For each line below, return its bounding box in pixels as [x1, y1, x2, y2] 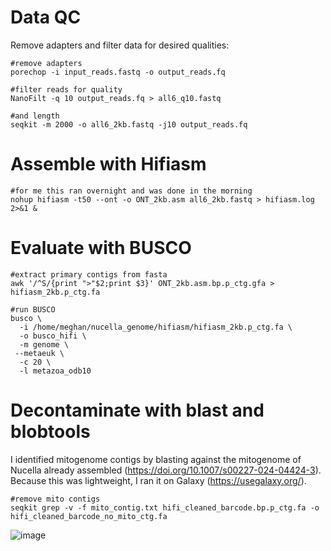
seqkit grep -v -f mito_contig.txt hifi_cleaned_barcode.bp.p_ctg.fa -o [10, 502, 320, 513]
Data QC [10, 6, 82, 29]
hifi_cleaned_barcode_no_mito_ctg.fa [10, 511, 168, 521]
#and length [10, 111, 60, 121]
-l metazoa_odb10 [19, 366, 92, 376]
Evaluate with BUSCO [10, 237, 192, 260]
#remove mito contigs [10, 494, 101, 504]
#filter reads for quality [10, 84, 123, 95]
